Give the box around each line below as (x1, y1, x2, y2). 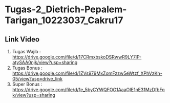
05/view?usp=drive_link (12, 76, 62, 81)
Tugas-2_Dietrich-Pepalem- (5, 4, 127, 15)
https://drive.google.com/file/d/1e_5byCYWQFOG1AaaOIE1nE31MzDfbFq (12, 87, 165, 93)
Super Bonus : (12, 81, 42, 87)
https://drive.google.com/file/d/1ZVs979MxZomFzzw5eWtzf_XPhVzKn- (12, 70, 162, 76)
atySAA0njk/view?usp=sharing (12, 59, 78, 65)
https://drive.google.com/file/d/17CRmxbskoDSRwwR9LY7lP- (12, 54, 142, 60)
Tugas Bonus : (12, 65, 43, 71)
